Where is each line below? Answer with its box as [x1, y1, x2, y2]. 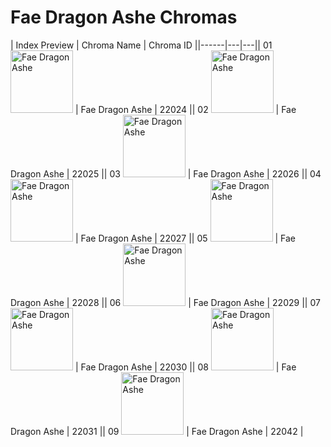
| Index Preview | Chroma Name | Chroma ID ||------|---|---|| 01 [10, 39, 273, 51]
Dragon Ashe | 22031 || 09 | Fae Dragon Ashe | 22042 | [10, 425, 304, 437]
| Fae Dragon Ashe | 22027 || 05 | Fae [74, 232, 296, 244]
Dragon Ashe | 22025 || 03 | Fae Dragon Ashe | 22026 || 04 [10, 167, 322, 180]
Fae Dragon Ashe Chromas [10, 6, 238, 29]
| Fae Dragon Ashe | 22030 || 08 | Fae [74, 361, 297, 373]
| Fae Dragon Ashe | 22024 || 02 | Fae [74, 103, 297, 115]
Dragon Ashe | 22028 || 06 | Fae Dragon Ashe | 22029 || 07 [10, 296, 321, 308]
